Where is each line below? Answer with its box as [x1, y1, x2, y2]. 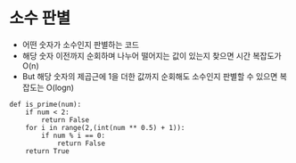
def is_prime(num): [9, 100, 82, 109]
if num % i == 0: [41, 131, 105, 140]
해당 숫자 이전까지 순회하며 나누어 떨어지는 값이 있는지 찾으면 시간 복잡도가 [21, 50, 283, 61]
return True [25, 146, 70, 156]
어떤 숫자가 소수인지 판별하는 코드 [21, 39, 140, 50]
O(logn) [45, 82, 74, 93]
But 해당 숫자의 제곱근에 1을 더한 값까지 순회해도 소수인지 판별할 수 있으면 [21, 70, 278, 81]
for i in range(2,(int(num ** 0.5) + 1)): [25, 123, 185, 132]
